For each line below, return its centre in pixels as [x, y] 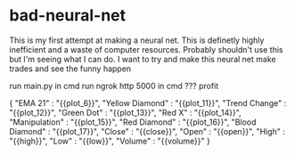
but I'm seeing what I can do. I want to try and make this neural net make [143, 59]
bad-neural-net [68, 16]
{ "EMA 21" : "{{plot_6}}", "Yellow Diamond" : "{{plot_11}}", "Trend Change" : [148, 102]
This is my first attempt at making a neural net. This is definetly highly [137, 40]
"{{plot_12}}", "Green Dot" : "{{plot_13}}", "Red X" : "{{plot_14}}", [126, 112]
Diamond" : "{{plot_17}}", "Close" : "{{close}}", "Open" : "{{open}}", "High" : [147, 131]
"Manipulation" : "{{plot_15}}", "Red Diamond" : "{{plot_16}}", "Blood [133, 122]
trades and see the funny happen [70, 69]
